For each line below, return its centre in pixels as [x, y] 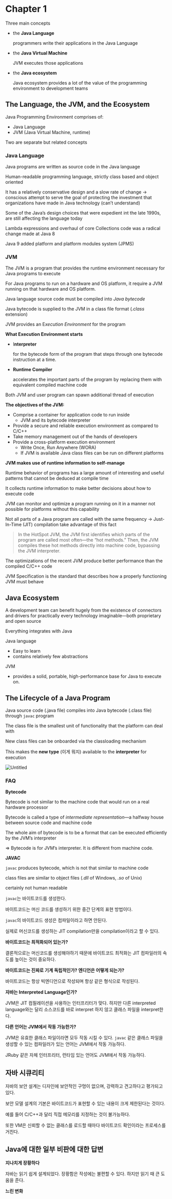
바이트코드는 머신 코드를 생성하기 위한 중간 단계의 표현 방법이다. [69, 909]
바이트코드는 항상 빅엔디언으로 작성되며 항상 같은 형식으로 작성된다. [72, 981]
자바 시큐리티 [25, 1073]
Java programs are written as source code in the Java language [73, 167]
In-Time [14, 525]
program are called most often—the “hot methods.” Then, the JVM [88, 540]
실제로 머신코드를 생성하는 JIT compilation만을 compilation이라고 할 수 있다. [82, 931]
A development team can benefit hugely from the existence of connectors [83, 610]
